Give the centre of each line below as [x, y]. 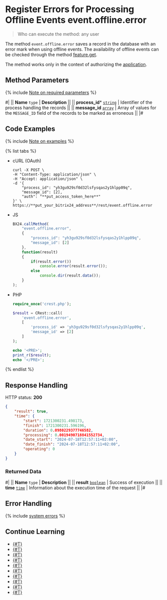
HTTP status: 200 [24, 397]
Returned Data [23, 471]
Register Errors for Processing [70, 9]
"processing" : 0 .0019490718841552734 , [64, 435]
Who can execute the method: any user [58, 34]
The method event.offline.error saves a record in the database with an [80, 43]
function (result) [40, 252]
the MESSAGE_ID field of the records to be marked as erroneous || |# [74, 113]
